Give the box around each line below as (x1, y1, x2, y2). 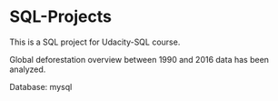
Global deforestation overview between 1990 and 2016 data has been (9, 54, 270, 65)
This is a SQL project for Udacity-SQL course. (9, 36, 181, 47)
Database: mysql (9, 81, 73, 92)
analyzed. (9, 64, 46, 75)
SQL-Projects (9, 6, 112, 27)
